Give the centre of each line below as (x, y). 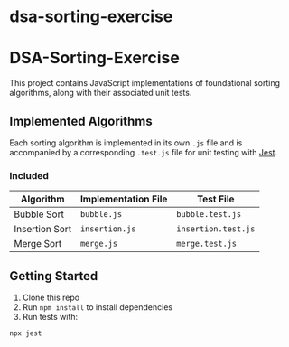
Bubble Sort (39, 214)
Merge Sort (38, 244)
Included (29, 175)
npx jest (26, 333)
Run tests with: (50, 317)
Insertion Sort (43, 230)
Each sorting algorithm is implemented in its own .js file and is (126, 143)
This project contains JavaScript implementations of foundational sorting (144, 83)
